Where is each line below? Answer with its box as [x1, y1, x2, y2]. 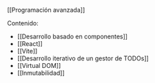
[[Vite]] [17, 47, 38, 55]
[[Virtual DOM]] [17, 62, 61, 69]
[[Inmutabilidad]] [17, 69, 65, 77]
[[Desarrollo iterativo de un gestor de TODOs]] [17, 54, 149, 62]
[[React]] [17, 40, 43, 47]
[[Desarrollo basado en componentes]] [17, 32, 128, 40]
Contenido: [7, 19, 39, 27]
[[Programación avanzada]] [7, 6, 85, 14]
